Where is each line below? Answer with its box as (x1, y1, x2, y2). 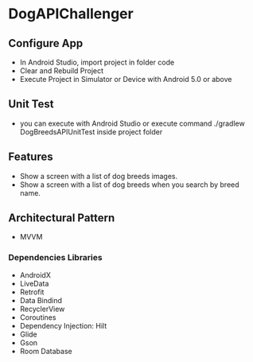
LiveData (19, 278, 49, 288)
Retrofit (19, 287, 45, 297)
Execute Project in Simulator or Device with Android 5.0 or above (19, 75, 232, 84)
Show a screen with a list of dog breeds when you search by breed (19, 180, 240, 189)
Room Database (19, 346, 73, 356)
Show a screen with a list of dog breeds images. (19, 171, 178, 181)
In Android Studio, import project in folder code (19, 57, 175, 67)
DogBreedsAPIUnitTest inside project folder (19, 127, 163, 136)
